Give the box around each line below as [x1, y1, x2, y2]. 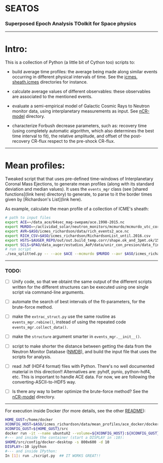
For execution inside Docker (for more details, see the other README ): [5, 408, 146, 413]
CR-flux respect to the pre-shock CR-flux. [31, 138, 115, 144]
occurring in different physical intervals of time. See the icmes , [12, 74, 138, 80]
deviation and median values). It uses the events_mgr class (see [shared [5, 186, 148, 192]
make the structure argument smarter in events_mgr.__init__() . [12, 333, 142, 339]
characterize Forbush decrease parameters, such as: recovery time [12, 123, 147, 129]
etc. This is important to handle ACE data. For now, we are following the [12, 374, 155, 380]
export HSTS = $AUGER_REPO [5, 238, 55, 243]
